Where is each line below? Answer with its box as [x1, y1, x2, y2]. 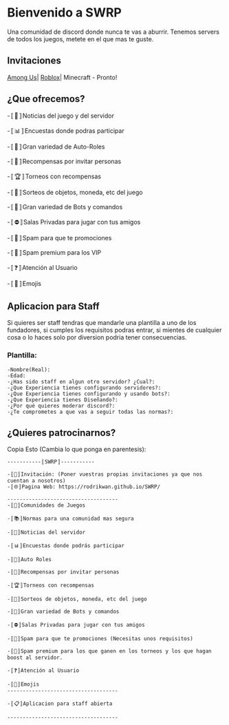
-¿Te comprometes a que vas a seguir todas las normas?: [7, 408, 174, 415]
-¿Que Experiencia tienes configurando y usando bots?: [7, 390, 171, 397]
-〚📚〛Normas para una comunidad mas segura [7, 515, 134, 523]
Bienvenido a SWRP [7, 5, 122, 21]
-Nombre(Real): [7, 366, 51, 373]
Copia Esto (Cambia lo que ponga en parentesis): [7, 445, 146, 454]
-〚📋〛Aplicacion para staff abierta [7, 700, 113, 707]
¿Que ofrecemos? [7, 93, 85, 105]
